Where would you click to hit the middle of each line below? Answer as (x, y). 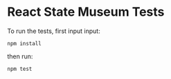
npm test (20, 69)
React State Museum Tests (86, 12)
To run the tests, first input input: (54, 31)
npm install (24, 43)
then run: (20, 56)
